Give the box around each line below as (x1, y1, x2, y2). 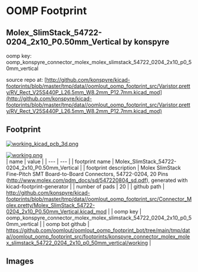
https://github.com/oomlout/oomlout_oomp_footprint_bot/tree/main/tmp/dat (6, 227, 190, 234)
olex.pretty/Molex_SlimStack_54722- (6, 201, 95, 208)
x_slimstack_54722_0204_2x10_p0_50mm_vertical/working (6, 239, 148, 246)
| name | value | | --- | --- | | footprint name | (6, 158, 114, 165)
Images (6, 256, 34, 266)
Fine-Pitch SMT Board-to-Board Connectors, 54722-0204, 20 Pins (6, 170, 169, 177)
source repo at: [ (6, 77, 47, 83)
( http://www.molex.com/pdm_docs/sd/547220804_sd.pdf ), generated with (6, 177, 188, 184)
